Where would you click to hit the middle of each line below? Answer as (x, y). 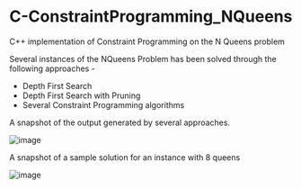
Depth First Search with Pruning (81, 95)
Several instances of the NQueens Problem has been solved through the (143, 58)
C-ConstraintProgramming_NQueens (151, 17)
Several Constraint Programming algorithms (103, 104)
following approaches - (53, 68)
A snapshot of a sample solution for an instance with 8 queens (125, 157)
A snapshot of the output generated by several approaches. (120, 122)
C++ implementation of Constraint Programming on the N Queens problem (147, 41)
